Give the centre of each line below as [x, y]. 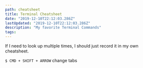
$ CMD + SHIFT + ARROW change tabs [41, 60]
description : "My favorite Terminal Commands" [53, 28]
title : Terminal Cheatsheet [34, 14]
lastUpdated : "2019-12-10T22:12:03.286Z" [48, 23]
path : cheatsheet [23, 9]
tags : [10, 32]
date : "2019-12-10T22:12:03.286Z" [40, 18]
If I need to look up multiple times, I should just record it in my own [72, 46]
